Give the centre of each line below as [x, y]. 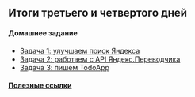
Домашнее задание [43, 33]
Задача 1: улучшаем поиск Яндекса [80, 50]
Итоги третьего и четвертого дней [98, 13]
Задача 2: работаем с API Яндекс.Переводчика [100, 59]
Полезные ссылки [40, 85]
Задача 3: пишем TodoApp [64, 67]
